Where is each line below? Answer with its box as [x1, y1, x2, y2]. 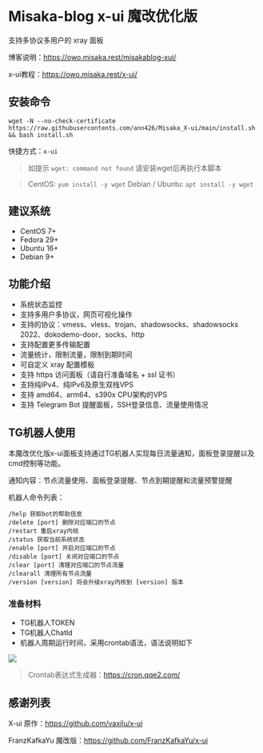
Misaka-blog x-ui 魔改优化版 [8, 7, 198, 26]
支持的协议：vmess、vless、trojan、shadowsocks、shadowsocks [19, 320, 238, 330]
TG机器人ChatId [19, 628, 74, 638]
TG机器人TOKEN [19, 618, 75, 628]
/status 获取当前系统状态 [8, 536, 86, 544]
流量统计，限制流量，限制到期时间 [19, 350, 133, 359]
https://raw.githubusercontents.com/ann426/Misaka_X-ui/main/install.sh [8, 123, 256, 132]
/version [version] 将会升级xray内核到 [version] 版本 [8, 578, 184, 586]
